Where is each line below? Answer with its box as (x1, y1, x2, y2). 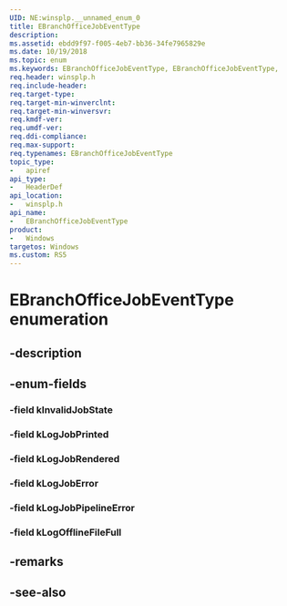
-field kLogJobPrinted (9, 427, 109, 440)
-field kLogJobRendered (9, 452, 120, 465)
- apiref (9, 166, 51, 175)
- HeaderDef (9, 183, 64, 192)
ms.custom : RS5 (9, 251, 67, 260)
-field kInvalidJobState (9, 404, 114, 416)
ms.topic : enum (9, 56, 67, 65)
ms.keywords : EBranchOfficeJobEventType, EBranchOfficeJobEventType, (9, 65, 280, 74)
